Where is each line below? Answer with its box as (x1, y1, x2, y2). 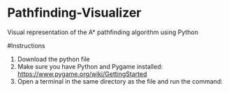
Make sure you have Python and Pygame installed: (17, 62, 163, 70)
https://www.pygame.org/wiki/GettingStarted (17, 70, 147, 78)
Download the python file (17, 54, 90, 63)
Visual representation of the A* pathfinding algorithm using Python (7, 28, 199, 36)
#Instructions (7, 41, 45, 49)
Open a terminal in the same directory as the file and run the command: (17, 77, 223, 85)
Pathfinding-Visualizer (7, 5, 142, 21)
